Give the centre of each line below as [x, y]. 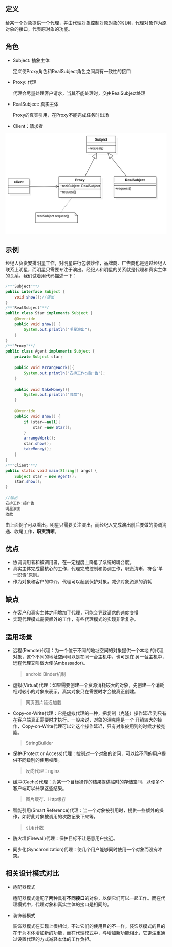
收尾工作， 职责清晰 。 [37, 531]
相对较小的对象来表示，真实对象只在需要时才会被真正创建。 [76, 692]
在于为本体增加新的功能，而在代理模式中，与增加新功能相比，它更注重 [87, 933]
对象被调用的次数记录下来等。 [67, 817]
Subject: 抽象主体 [31, 60]
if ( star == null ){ [42, 422]
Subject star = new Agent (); [46, 476]
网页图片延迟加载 [44, 703]
